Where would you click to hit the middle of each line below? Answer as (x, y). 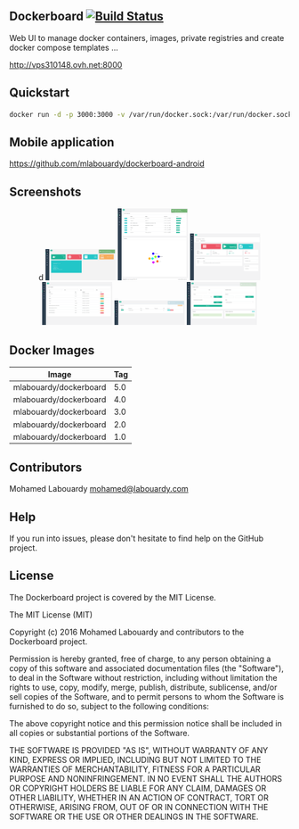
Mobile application (62, 142)
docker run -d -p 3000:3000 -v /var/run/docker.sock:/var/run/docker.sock (151, 114)
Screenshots (45, 191)
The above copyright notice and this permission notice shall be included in (145, 723)
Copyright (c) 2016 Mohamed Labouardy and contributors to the (127, 632)
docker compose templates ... (64, 47)
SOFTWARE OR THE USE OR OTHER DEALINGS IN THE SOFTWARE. (134, 817)
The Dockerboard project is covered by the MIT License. (113, 597)
